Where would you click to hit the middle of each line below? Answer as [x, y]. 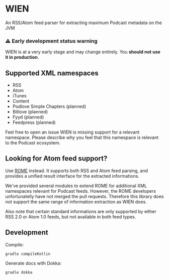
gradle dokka [19, 272]
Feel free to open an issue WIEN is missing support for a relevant [72, 132]
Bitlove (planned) [30, 112]
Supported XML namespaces [52, 73]
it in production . [22, 57]
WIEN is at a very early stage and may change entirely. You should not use [83, 52]
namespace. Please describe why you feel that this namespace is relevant [82, 137]
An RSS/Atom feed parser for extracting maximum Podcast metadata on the [83, 23]
